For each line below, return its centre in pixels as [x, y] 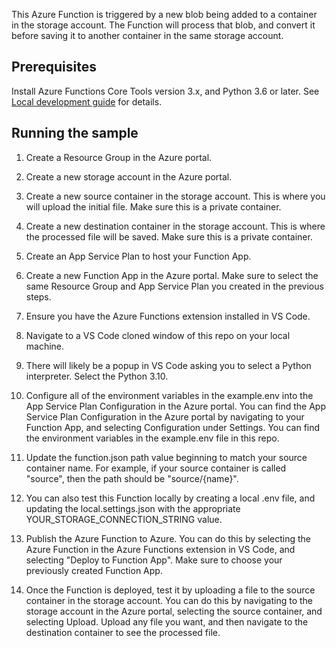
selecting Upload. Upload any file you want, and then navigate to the [167, 621]
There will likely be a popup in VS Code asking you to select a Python [168, 365]
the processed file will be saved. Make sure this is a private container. [169, 236]
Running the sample [75, 133]
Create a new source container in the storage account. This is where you [175, 196]
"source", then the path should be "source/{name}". [132, 478]
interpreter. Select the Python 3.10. [97, 376]
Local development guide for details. [87, 101]
